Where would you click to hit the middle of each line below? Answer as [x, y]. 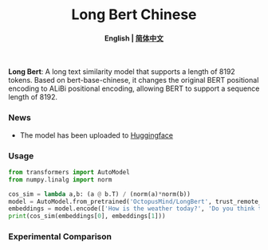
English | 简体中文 [134, 38]
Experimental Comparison [60, 236]
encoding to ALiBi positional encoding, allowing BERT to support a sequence [134, 88]
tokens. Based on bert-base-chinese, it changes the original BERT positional [134, 80]
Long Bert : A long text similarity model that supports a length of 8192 [122, 72]
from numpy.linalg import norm [60, 180]
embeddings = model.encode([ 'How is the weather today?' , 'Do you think [132, 209]
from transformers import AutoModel [69, 172]
